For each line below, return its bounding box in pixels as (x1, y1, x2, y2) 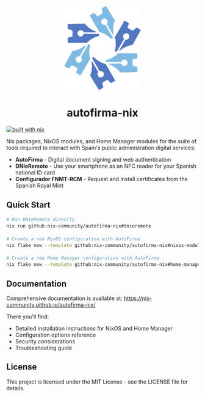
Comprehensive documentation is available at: (6, 295, 123, 302)
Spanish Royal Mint (15, 182, 64, 189)
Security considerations (15, 338, 76, 345)
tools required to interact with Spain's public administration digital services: (6, 144, 196, 152)
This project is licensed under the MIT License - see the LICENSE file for (6, 378, 188, 385)
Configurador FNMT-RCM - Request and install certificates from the (15, 176, 188, 183)
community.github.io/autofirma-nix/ (6, 301, 96, 309)
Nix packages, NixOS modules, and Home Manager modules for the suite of (6, 138, 197, 145)
